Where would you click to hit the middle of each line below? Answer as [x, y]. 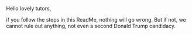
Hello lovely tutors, [29, 8]
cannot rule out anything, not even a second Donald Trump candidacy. [91, 26]
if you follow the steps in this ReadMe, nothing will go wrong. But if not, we [96, 20]
